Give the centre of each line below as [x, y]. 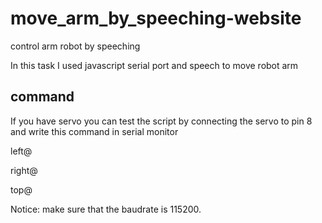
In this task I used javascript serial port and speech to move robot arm [154, 65]
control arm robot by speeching [75, 46]
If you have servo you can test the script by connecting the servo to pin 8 [161, 121]
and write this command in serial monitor [94, 131]
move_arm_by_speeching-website [156, 18]
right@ [24, 170]
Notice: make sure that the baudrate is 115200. [106, 209]
